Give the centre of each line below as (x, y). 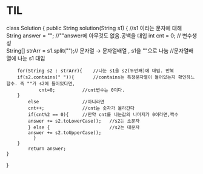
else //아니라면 (66, 101)
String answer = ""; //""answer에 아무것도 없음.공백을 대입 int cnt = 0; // (94, 35)
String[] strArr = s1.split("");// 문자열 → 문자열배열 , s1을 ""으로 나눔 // (90, 50)
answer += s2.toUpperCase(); (65, 133)
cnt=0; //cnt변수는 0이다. (82, 90)
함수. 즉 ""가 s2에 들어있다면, (41, 83)
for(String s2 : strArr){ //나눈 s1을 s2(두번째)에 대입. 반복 (96, 71)
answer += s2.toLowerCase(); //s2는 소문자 (84, 121)
